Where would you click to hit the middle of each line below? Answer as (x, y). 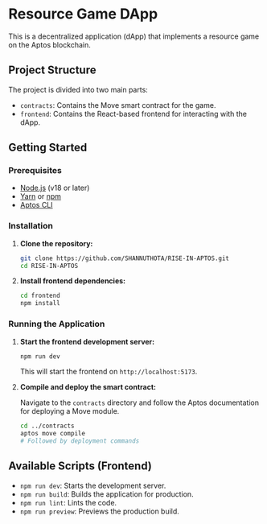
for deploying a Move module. (70, 411)
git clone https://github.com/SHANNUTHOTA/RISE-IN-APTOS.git (125, 258)
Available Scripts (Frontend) (80, 466)
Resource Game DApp (83, 14)
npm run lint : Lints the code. (68, 502)
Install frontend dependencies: (73, 281)
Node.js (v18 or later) (55, 188)
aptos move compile (53, 434)
